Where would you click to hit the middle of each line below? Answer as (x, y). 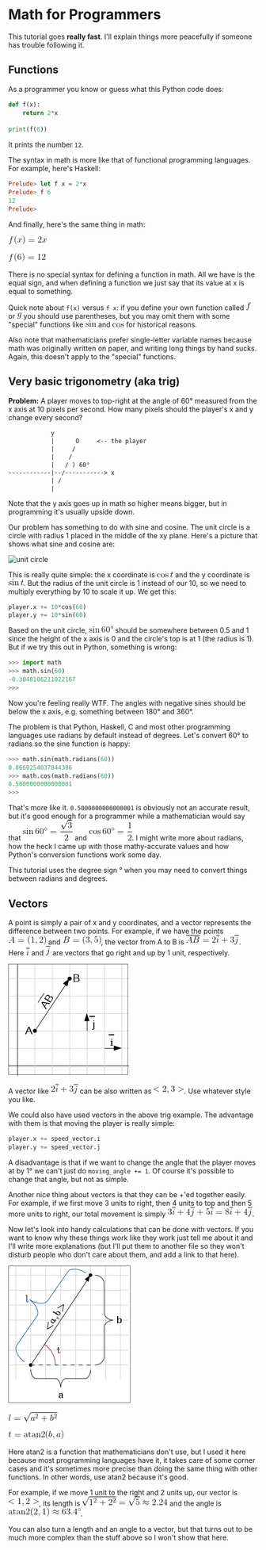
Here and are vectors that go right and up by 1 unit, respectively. (119, 953)
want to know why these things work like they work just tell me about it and (131, 1238)
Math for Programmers (85, 15)
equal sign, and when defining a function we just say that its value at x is (126, 282)
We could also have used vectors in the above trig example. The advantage (131, 1115)
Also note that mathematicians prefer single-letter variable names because (130, 339)
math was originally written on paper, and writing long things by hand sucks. (133, 348)
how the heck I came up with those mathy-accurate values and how (119, 847)
